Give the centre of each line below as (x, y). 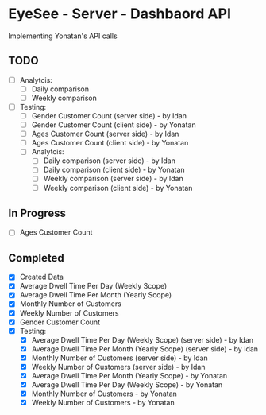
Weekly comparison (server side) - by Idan (114, 179)
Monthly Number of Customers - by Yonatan (104, 394)
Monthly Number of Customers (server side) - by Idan (120, 358)
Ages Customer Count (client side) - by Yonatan (110, 143)
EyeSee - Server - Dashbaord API (120, 14)
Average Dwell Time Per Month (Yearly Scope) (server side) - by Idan (145, 349)
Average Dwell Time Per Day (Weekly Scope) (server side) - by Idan (143, 339)
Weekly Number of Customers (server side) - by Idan (118, 367)
